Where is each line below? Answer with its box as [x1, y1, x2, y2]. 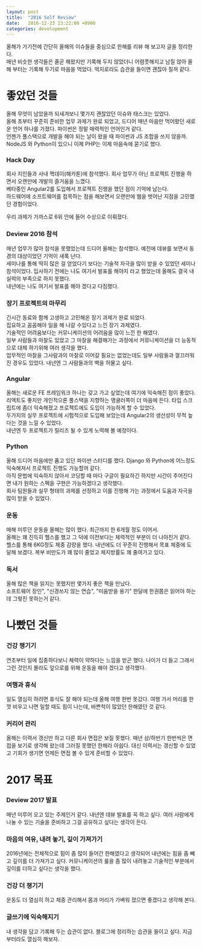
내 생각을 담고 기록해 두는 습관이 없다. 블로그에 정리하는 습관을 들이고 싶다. [6, 927, 181, 935]
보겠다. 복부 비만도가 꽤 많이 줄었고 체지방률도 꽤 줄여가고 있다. [17, 548, 165, 556]
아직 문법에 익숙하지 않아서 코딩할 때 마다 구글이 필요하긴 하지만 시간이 [6, 472, 172, 479]
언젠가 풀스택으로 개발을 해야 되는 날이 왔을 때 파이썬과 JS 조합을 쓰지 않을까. [6, 133, 188, 140]
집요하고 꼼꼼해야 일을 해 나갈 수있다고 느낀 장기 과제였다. [6, 321, 142, 329]
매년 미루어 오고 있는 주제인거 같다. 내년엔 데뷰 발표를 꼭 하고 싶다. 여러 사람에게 [6, 810, 194, 818]
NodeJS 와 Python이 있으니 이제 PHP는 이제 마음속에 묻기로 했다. [6, 140, 162, 148]
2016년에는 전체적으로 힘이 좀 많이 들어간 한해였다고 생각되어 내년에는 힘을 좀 [6, 850, 189, 857]
